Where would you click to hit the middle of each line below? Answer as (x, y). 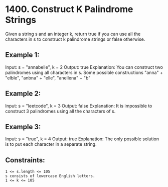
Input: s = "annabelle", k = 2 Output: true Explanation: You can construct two (84, 67)
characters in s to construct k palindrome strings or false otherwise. (75, 39)
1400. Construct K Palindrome (69, 9)
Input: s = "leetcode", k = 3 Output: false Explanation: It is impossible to (79, 106)
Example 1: (22, 55)
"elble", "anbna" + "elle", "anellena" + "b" (48, 78)
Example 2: (23, 94)
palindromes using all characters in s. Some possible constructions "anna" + (84, 72)
